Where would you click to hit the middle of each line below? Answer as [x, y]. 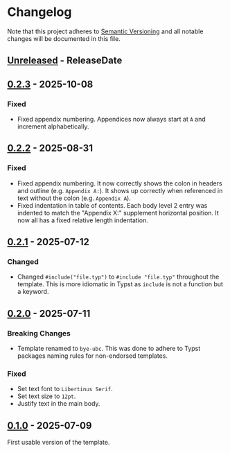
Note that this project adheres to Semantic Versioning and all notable [105, 31]
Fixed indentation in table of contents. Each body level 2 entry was [112, 205]
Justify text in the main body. [59, 404]
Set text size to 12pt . [46, 396]
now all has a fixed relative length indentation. [83, 220]
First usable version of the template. [59, 443]
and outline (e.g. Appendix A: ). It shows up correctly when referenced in [120, 190]
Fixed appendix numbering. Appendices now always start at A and [111, 120]
